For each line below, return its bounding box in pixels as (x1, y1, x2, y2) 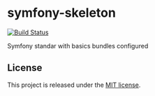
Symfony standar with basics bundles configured (7, 41, 149, 50)
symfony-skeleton (7, 5, 117, 21)
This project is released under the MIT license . (7, 81, 141, 89)
